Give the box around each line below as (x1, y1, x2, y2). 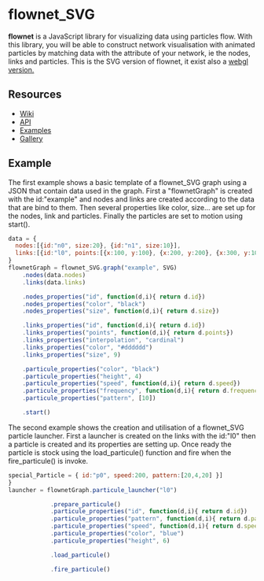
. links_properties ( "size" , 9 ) (22, 350, 122, 359)
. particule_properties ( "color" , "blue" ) (49, 530, 185, 538)
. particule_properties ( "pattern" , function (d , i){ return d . (49, 515, 251, 523)
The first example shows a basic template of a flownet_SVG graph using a (8, 177, 247, 187)
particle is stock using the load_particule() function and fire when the (8, 447, 232, 457)
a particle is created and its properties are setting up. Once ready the (8, 439, 232, 449)
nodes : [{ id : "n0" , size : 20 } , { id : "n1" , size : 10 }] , (15, 242, 181, 250)
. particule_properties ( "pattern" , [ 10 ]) (22, 394, 156, 402)
